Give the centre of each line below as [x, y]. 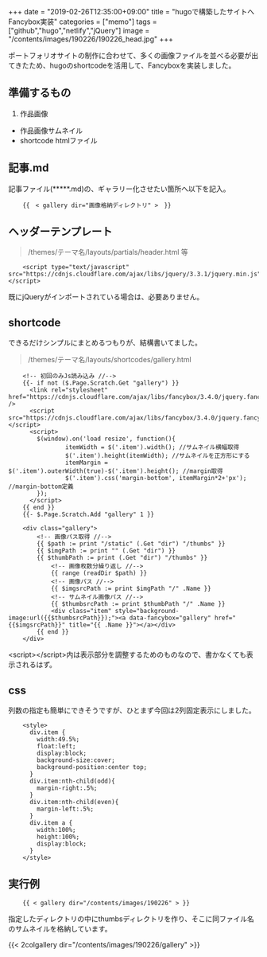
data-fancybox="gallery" [170, 618]
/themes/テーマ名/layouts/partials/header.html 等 [108, 252]
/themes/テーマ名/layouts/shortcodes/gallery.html [110, 360]
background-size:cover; [76, 760]
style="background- [147, 611]
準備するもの [40, 93]
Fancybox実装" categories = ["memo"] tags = [83, 21]
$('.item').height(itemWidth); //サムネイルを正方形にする [157, 456]
